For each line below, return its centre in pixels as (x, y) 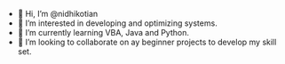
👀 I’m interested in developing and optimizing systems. (117, 23)
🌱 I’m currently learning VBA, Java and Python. (103, 32)
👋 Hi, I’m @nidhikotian (58, 14)
